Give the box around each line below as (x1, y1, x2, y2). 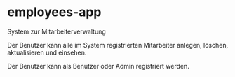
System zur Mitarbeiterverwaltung (7, 27, 107, 36)
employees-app (7, 4, 102, 20)
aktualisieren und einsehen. (7, 48, 87, 57)
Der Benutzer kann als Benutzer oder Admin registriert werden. (7, 62, 189, 70)
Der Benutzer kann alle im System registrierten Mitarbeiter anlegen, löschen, (7, 41, 229, 49)
